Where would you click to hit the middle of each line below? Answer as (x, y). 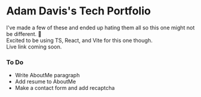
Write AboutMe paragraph (47, 75)
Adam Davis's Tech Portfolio (79, 11)
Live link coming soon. (34, 47)
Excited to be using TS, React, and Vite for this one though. (79, 40)
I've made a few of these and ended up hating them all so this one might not (100, 28)
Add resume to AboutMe (45, 81)
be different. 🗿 (24, 34)
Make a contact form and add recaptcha (65, 88)
